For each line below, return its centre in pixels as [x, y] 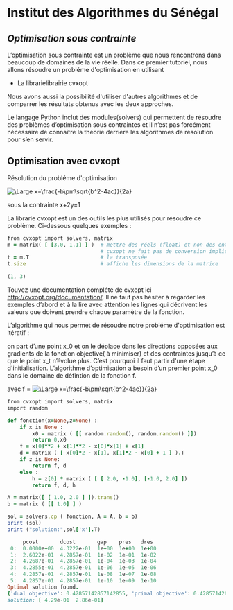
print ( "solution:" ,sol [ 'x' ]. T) [54, 529]
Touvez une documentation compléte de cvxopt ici [79, 290]
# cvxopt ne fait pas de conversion [153, 251]
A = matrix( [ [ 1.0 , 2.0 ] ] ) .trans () [63, 498]
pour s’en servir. [30, 139]
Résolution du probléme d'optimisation [62, 177]
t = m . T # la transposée [77, 258]
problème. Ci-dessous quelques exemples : [69, 225]
